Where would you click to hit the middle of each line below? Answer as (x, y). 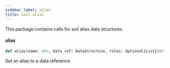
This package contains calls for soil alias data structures (64, 29)
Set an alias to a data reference (38, 60)
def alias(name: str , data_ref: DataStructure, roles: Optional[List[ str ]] (87, 51)
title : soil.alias (25, 15)
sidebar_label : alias (28, 10)
